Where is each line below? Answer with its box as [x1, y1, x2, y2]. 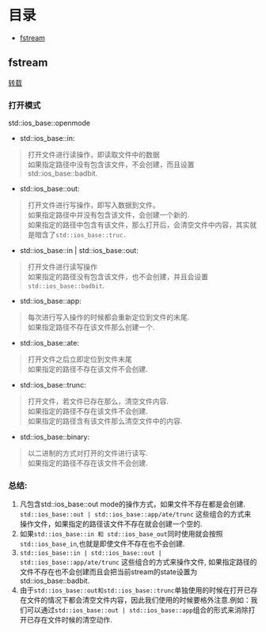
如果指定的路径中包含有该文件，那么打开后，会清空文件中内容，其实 [27, 220, 250, 229]
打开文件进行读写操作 [27, 262, 97, 272]
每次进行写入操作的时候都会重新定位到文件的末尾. [27, 312, 190, 322]
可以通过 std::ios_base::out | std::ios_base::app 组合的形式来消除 [26, 605, 249, 615]
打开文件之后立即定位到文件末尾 [27, 354, 132, 364]
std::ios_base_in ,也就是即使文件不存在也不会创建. [19, 539, 185, 549]
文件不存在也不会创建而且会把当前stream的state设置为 [19, 567, 198, 577]
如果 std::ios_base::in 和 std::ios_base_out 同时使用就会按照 [19, 529, 223, 539]
